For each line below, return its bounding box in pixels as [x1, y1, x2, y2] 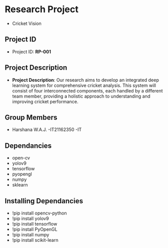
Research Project [5, 4, 79, 15]
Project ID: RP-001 [12, 48, 51, 54]
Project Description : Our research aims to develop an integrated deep [12, 77, 159, 83]
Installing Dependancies [5, 197, 83, 205]
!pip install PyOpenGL [12, 226, 58, 232]
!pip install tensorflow [12, 221, 57, 227]
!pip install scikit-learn [12, 237, 59, 243]
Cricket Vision [12, 20, 42, 26]
